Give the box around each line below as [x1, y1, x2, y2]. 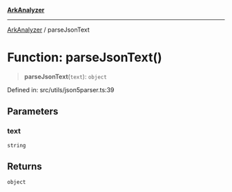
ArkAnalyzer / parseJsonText [7, 25, 90, 34]
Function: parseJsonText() [7, 50, 162, 65]
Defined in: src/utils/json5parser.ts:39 [7, 85, 115, 94]
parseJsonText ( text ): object [23, 72, 107, 81]
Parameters [7, 106, 59, 118]
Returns [7, 161, 43, 173]
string [7, 142, 26, 149]
